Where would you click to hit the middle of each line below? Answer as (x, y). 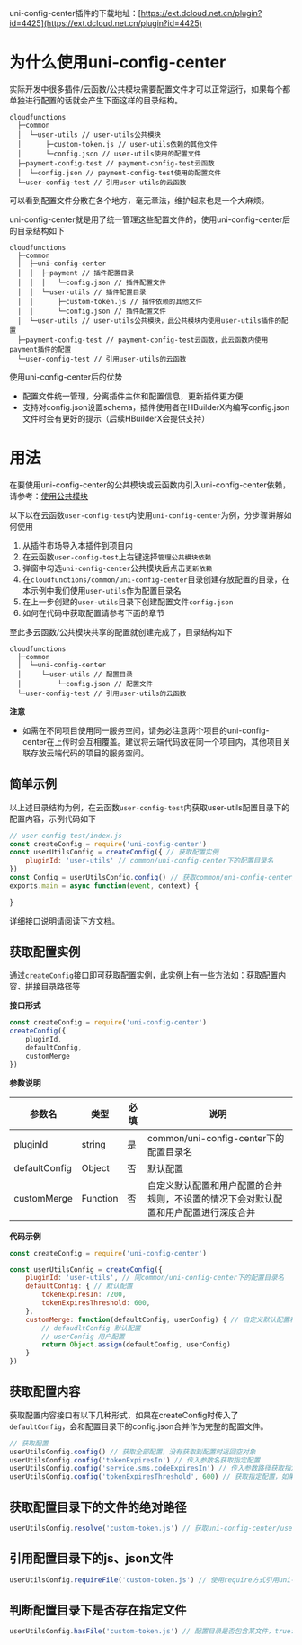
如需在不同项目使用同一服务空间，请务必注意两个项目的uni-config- (146, 730)
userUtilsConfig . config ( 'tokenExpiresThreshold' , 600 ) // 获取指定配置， (146, 1477)
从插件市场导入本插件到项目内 (77, 545)
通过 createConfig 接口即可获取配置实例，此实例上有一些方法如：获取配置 (144, 975)
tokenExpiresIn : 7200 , (84, 1295)
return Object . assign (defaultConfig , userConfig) (136, 1345)
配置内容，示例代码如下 (53, 818)
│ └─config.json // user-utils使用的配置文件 (109, 154)
